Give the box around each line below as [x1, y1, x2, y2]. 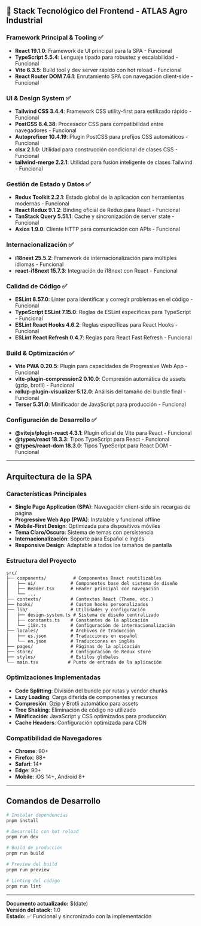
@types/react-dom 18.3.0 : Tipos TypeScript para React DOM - [14, 442, 172, 449]
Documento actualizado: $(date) [6, 900, 89, 907]
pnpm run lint [6, 883, 42, 889]
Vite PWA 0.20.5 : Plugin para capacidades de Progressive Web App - [14, 363, 188, 370]
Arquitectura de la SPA [6, 471, 93, 482]
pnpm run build [6, 850, 44, 856]
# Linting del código [6, 877, 60, 883]
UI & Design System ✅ [6, 94, 71, 102]
